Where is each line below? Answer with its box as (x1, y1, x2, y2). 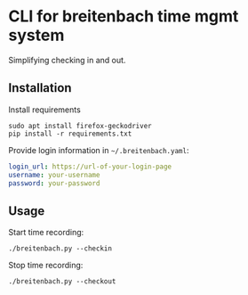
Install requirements (8, 104, 81, 115)
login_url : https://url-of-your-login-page (8, 162, 172, 171)
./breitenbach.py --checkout (8, 277, 116, 286)
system (8, 25, 65, 45)
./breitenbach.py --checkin (8, 244, 113, 253)
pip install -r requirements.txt (8, 129, 132, 138)
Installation (8, 80, 72, 95)
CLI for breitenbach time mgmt (8, 6, 239, 27)
